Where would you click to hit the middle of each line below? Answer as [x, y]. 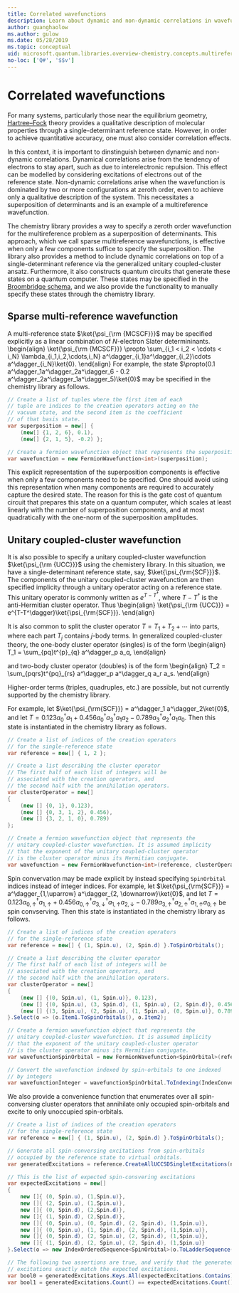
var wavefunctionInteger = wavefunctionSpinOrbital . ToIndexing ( [105, 1083]
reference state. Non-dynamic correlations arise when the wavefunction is [116, 181]
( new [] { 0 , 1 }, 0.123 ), [57, 806]
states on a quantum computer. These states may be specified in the [108, 279]
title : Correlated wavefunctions [57, 14]
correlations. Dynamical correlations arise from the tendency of [127, 159]
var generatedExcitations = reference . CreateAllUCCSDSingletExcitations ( [119, 1164]
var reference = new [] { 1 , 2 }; [57, 753]
